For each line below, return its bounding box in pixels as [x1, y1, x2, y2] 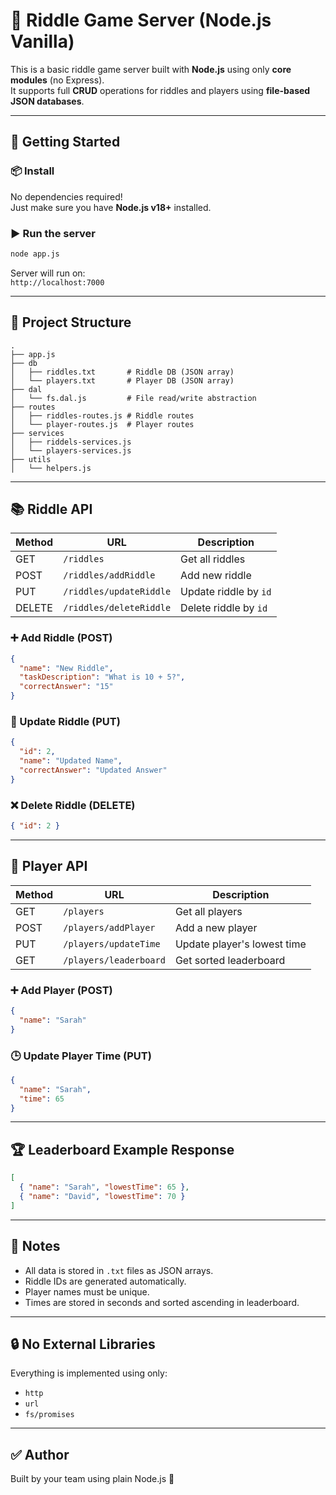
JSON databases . [10, 95, 85, 107]
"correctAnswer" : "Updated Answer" [19, 765, 168, 776]
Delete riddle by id [180, 601, 268, 615]
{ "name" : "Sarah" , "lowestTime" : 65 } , [19, 1182, 190, 1193]
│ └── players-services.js [10, 445, 132, 456]
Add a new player [174, 920, 258, 934]
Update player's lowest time [174, 937, 307, 951]
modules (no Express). [10, 74, 105, 86]
